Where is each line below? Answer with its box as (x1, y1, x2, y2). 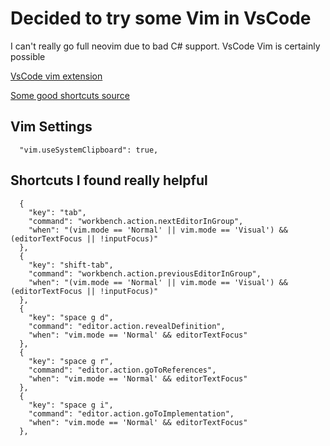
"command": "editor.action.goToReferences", (28, 365, 217, 375)
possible (10, 50, 46, 62)
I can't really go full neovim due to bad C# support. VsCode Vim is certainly (10, 40, 321, 52)
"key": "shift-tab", (28, 260, 114, 270)
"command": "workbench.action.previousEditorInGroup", (28, 268, 262, 279)
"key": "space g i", (28, 400, 114, 410)
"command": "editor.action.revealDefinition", (28, 321, 226, 331)
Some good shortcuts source (10, 89, 130, 101)
